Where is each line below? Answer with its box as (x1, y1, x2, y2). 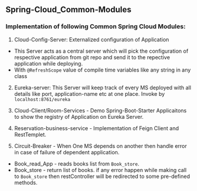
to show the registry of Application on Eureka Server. (14, 113, 144, 120)
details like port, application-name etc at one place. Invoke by (14, 90, 165, 97)
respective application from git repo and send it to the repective (14, 53, 170, 61)
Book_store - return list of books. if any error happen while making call (14, 166, 187, 173)
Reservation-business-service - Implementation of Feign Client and (14, 124, 179, 132)
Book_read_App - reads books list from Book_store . (14, 160, 140, 167)
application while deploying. (14, 60, 83, 67)
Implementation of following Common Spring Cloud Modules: (5, 22, 186, 31)
